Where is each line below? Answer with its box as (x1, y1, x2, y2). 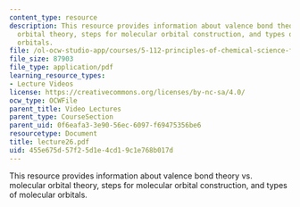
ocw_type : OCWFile (9, 95, 78, 105)
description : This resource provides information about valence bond (9, 21, 274, 30)
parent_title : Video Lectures (9, 104, 122, 113)
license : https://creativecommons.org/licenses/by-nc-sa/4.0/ (9, 87, 246, 96)
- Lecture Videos (9, 79, 74, 88)
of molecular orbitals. (9, 189, 87, 200)
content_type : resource (9, 12, 98, 22)
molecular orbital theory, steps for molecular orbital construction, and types (9, 179, 287, 190)
